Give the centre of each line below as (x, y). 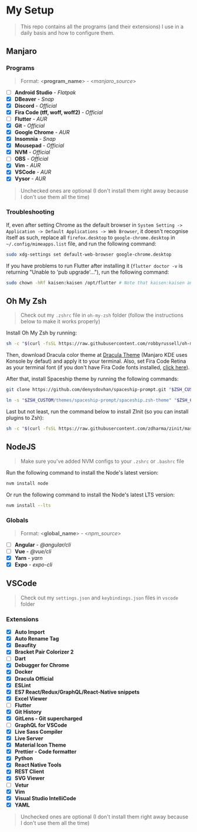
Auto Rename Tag (37, 639)
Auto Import (30, 632)
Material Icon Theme (40, 745)
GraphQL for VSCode (41, 725)
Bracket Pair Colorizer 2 (44, 652)
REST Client (29, 771)
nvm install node (27, 483)
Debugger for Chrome (42, 665)
